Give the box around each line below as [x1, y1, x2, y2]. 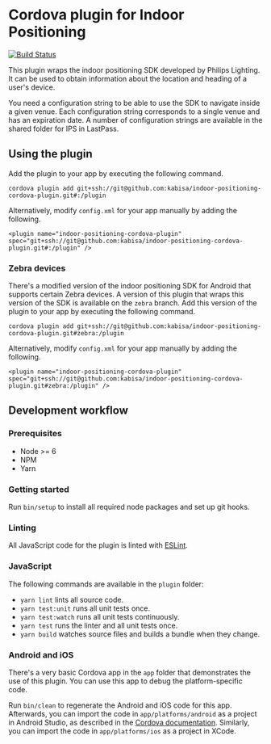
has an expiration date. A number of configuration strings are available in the [8, 115, 263, 124]
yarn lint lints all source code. [19, 595, 123, 604]
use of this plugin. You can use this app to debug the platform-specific [8, 676, 244, 686]
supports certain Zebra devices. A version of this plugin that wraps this [8, 289, 244, 300]
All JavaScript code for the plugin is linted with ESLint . [8, 540, 188, 550]
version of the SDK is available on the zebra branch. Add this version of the [8, 298, 257, 308]
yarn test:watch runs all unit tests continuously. [19, 612, 180, 621]
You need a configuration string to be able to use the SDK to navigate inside [8, 98, 261, 107]
